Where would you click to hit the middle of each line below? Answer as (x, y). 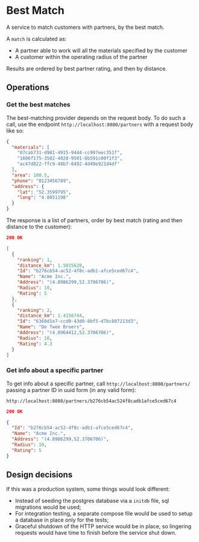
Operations (28, 88)
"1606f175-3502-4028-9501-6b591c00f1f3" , (70, 158)
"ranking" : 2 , (35, 310)
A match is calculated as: (36, 39)
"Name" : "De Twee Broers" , (51, 327)
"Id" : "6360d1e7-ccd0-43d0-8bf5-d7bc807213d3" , (78, 322)
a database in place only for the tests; (62, 520)
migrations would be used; (48, 507)
